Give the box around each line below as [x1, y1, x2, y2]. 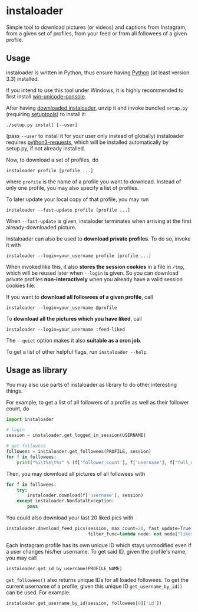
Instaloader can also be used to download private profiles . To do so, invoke [6, 235, 191, 242]
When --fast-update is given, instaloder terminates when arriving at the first [6, 217, 192, 225]
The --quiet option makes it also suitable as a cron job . [6, 337, 142, 344]
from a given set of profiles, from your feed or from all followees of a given [6, 29, 187, 37]
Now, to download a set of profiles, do [6, 156, 99, 163]
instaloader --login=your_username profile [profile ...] [6, 252, 151, 259]
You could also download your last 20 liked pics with [6, 514, 134, 521]
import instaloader [6, 416, 54, 422]
